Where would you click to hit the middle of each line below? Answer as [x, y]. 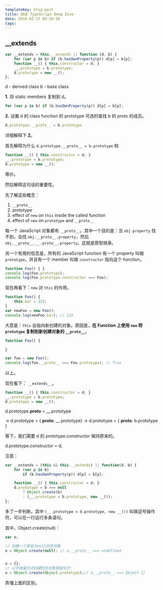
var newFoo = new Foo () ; [30, 310]
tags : [11, 23]
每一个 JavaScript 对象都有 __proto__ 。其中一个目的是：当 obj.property [78, 231]
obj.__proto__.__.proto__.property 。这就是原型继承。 [61, 243]
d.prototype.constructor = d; [34, 446]
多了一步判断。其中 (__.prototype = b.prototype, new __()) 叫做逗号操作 [80, 511]
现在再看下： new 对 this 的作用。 [38, 288]
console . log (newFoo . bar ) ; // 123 [39, 315]
